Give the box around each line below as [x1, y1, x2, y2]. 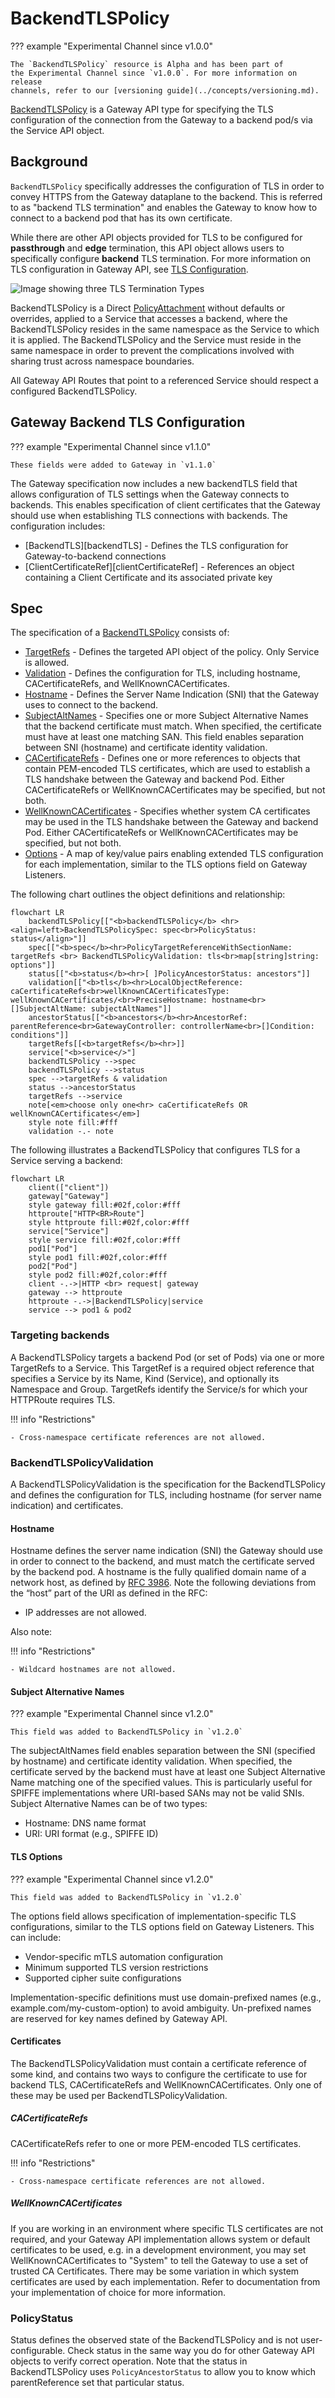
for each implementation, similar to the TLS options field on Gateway [24, 858, 308, 871]
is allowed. [24, 657, 70, 669]
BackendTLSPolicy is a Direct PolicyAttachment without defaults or [10, 302, 286, 314]
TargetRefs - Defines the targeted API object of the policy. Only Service [24, 646, 320, 658]
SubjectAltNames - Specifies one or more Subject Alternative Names [24, 710, 309, 722]
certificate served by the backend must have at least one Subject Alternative [10, 1766, 326, 1778]
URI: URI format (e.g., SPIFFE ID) [24, 1828, 159, 1840]
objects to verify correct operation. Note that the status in [10, 2355, 248, 2367]
